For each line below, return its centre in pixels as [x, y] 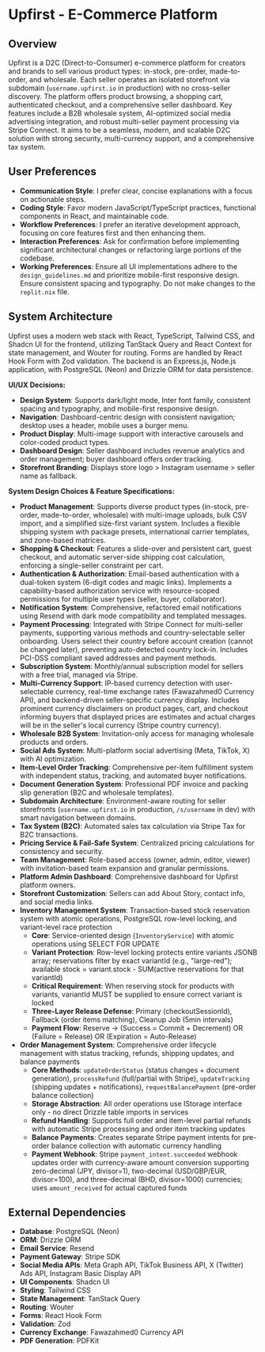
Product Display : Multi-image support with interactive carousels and [131, 434]
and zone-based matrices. [62, 540]
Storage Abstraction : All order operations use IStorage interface [137, 1103]
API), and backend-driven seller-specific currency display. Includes [129, 700]
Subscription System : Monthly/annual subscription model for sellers [131, 666]
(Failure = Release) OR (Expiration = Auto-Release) [114, 1036]
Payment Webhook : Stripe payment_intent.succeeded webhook [134, 1154]
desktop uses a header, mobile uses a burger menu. [104, 425]
